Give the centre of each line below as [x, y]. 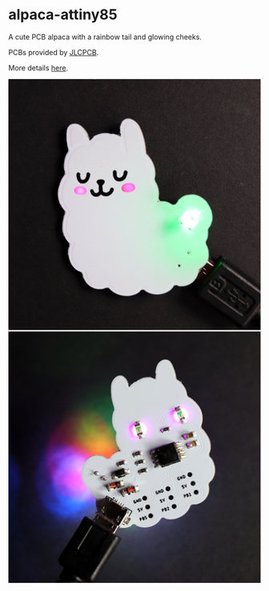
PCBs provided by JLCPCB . [54, 52]
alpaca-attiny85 [63, 15]
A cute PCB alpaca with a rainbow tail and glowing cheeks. [105, 37]
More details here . [38, 68]
